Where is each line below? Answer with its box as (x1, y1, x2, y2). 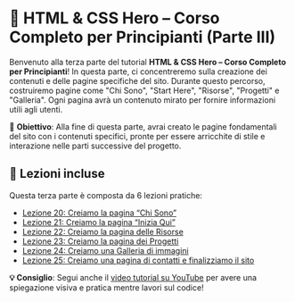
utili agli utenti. (9, 104, 63, 114)
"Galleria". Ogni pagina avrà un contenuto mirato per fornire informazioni (9, 94, 276, 105)
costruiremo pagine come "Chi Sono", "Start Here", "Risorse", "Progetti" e (9, 85, 280, 96)
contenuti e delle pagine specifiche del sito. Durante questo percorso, (9, 75, 266, 86)
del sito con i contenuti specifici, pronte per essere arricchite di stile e (9, 130, 266, 141)
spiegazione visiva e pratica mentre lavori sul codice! (9, 281, 204, 293)
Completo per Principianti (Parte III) (9, 27, 276, 47)
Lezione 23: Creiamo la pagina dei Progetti (21, 236, 179, 247)
